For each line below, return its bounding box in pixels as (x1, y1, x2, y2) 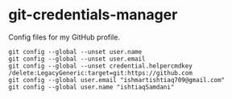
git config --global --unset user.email (8, 55, 147, 63)
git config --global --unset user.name (8, 47, 143, 56)
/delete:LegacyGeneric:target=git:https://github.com (8, 68, 193, 77)
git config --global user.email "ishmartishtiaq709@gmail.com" (8, 76, 226, 84)
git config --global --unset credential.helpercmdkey (8, 62, 193, 70)
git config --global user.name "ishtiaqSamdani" (8, 83, 175, 91)
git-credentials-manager (8, 6, 178, 24)
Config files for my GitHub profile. (8, 32, 121, 42)
